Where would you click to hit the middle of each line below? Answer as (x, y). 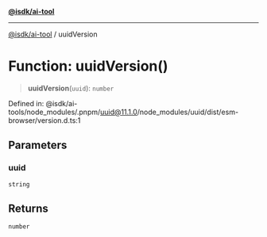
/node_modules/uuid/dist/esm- (188, 112)
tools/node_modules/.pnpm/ (54, 112)
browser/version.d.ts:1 (44, 120)
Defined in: (26, 103)
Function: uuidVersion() (88, 66)
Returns (29, 209)
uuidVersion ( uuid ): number (71, 88)
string (19, 184)
